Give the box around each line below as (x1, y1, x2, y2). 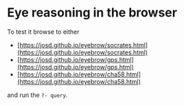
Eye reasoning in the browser (7, 5, 177, 21)
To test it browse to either (7, 28, 80, 36)
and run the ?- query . (7, 91, 68, 99)
